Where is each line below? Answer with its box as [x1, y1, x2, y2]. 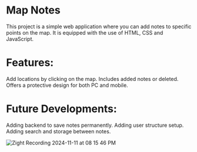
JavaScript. [6, 35, 34, 42]
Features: [6, 56, 54, 69]
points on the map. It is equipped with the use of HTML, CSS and [6, 29, 163, 36]
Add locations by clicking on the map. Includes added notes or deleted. [6, 75, 179, 82]
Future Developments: [6, 102, 118, 116]
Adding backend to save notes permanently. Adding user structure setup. [6, 121, 184, 129]
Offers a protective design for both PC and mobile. [6, 82, 128, 89]
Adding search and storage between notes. [6, 127, 111, 135]
